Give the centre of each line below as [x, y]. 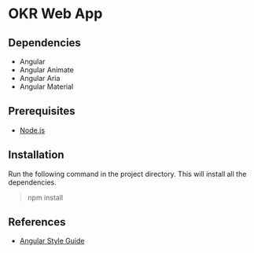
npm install [45, 197]
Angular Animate [47, 70]
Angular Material [46, 86]
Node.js [32, 130]
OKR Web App [55, 14]
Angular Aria [40, 78]
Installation [36, 155]
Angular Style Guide [52, 241]
